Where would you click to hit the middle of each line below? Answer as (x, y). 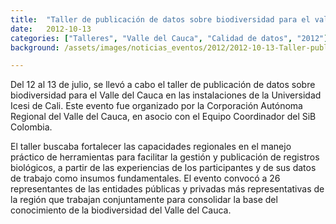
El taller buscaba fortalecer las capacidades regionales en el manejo (151, 147)
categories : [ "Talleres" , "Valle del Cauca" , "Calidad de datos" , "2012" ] (169, 38)
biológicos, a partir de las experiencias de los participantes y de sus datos (163, 168)
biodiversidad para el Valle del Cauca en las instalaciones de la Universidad (166, 95)
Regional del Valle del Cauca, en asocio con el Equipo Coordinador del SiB (163, 117)
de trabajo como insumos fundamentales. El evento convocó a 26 (145, 178)
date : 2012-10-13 (51, 29)
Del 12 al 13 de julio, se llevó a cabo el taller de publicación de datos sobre (163, 85)
